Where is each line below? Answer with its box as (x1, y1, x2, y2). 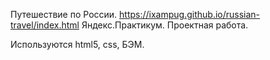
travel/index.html (10, 19, 80, 31)
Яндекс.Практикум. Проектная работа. (81, 19, 249, 31)
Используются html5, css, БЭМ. (10, 39, 145, 50)
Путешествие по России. (10, 9, 118, 20)
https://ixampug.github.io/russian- (119, 9, 261, 20)
